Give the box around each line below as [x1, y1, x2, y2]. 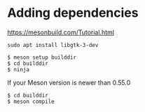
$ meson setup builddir [7, 54, 77, 61]
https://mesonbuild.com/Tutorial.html [7, 28, 114, 36]
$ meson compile [7, 98, 55, 105]
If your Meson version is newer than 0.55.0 [7, 78, 131, 87]
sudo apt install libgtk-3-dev [7, 41, 99, 48]
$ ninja [7, 66, 30, 73]
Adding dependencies [7, 5, 139, 21]
